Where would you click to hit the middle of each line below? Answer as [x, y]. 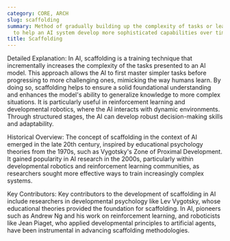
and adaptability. [30, 124]
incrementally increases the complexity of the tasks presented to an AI [106, 66]
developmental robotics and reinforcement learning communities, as [103, 166]
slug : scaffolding [33, 20]
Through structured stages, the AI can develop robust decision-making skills [115, 116]
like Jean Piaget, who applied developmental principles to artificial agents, [112, 223]
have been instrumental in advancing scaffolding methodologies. [98, 231]
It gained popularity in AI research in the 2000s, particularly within [100, 159]
